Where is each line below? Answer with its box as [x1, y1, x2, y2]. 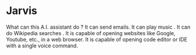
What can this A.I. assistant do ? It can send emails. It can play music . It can [6, 23, 191, 30]
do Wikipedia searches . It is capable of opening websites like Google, [6, 29, 176, 36]
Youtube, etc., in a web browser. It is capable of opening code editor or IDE [6, 36, 188, 43]
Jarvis [6, 4, 38, 18]
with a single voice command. [6, 42, 78, 49]
